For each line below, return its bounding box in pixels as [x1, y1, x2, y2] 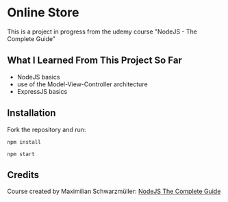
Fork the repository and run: [7, 125, 86, 134]
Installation [7, 108, 56, 119]
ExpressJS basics [16, 87, 68, 95]
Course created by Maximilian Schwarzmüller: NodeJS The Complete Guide [7, 187, 221, 196]
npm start [7, 151, 36, 157]
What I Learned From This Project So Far [7, 55, 183, 66]
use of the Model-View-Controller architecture [16, 80, 149, 88]
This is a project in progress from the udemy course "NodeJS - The [7, 27, 197, 36]
